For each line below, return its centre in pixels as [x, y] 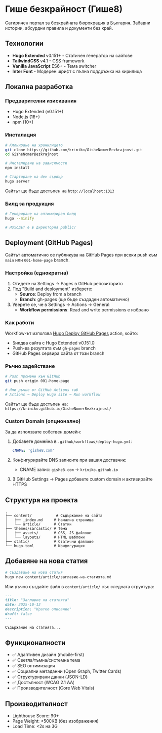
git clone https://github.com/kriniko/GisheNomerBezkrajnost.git [74, 150]
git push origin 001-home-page [37, 381]
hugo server [17, 181]
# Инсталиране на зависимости [36, 163]
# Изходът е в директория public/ [41, 227]
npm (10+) [23, 122]
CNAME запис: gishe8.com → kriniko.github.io [69, 470]
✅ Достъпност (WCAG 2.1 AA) [43, 683]
